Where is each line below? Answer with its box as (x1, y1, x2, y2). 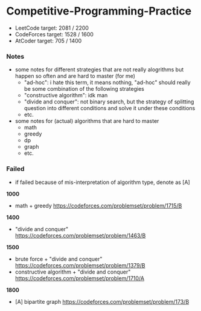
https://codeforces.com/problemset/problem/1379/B (14, 261, 145, 269)
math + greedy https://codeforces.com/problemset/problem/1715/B (14, 201, 182, 209)
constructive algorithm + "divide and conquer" (14, 268, 131, 275)
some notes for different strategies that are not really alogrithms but (14, 66, 184, 73)
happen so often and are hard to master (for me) (14, 73, 136, 80)
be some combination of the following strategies (24, 85, 145, 93)
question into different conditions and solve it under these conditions (24, 105, 196, 112)
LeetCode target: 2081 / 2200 (14, 24, 89, 31)
